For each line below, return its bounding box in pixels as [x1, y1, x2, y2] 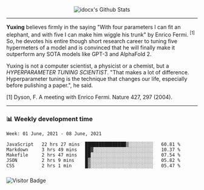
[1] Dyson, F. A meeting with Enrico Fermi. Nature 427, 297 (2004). [6, 93, 173, 100]
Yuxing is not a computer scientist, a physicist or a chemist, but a [6, 62, 169, 69]
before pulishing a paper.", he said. [6, 82, 93, 89]
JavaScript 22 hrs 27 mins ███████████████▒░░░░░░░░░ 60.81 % [6, 141, 181, 147]
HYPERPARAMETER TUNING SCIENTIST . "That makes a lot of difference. [6, 68, 189, 76]
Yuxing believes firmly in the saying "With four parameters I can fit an [6, 24, 181, 30]
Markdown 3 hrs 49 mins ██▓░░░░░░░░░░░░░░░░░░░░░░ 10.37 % [6, 146, 181, 153]
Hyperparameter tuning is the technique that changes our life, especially [6, 75, 188, 82]
